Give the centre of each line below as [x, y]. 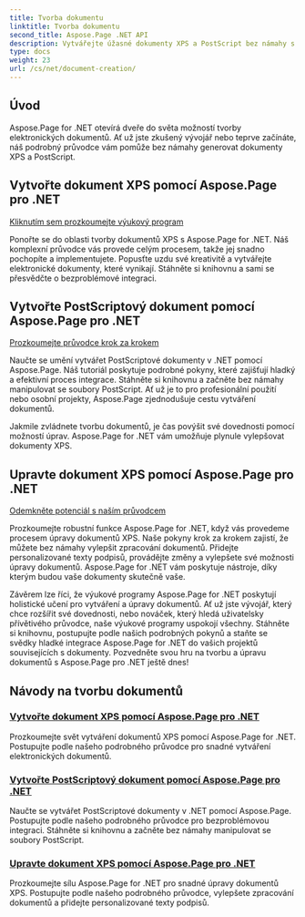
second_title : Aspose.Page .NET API [79, 35]
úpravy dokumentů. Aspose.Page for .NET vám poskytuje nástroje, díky [143, 567]
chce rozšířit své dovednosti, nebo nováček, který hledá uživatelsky [137, 614]
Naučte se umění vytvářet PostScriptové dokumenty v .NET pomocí [136, 360]
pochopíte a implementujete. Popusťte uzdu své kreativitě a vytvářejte [141, 258]
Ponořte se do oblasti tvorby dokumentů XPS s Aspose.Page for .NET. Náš [149, 239]
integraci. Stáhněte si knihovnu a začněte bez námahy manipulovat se [140, 830]
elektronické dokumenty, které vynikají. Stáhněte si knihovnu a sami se [142, 268]
